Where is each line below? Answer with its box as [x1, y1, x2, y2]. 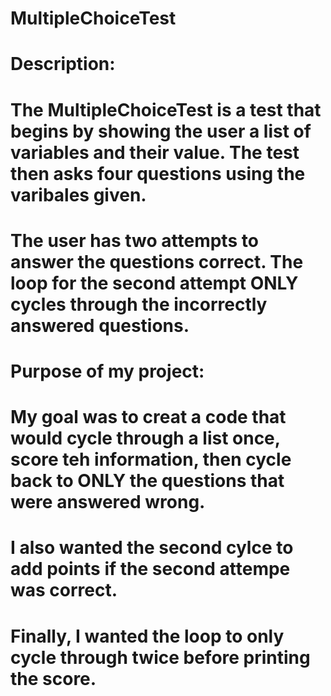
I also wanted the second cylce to [10, 537, 294, 559]
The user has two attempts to [10, 229, 259, 252]
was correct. [10, 579, 118, 602]
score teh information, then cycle [10, 448, 292, 471]
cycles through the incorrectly [10, 293, 268, 316]
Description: [10, 53, 116, 76]
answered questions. [10, 314, 190, 337]
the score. [10, 667, 97, 690]
